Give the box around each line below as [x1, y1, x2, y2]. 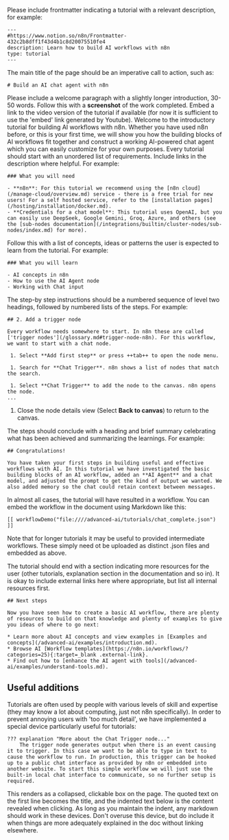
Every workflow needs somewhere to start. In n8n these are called [7, 328, 204, 335]
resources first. [7, 584, 50, 592]
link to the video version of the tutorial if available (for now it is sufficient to [7, 109, 218, 116]
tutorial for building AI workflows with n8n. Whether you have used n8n [7, 123, 208, 131]
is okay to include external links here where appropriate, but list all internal [7, 577, 217, 584]
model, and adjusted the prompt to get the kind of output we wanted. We [7, 477, 223, 484]
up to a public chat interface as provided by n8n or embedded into [7, 759, 207, 767]
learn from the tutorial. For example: [7, 247, 108, 254]
